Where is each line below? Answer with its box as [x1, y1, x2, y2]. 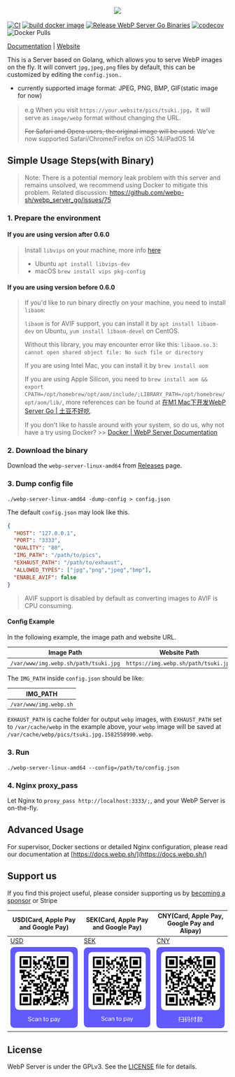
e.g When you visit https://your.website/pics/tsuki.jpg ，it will [24, 106, 211, 114]
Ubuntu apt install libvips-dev [34, 259, 131, 268]
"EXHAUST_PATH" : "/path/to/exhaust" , [13, 559, 124, 566]
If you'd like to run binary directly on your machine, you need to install [24, 298, 226, 307]
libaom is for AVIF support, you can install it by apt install [24, 319, 194, 328]
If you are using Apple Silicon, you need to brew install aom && [24, 375, 208, 384]
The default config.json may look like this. [7, 507, 130, 516]
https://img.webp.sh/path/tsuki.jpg [125, 660, 233, 667]
